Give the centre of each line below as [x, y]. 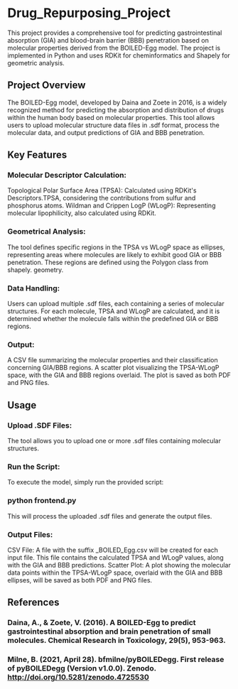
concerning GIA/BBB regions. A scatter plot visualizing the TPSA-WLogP [113, 368]
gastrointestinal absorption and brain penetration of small [109, 631]
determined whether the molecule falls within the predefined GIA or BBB [113, 319]
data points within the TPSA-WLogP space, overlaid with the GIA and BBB [115, 573]
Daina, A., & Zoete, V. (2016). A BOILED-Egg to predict [102, 623]
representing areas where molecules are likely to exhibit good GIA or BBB [115, 254]
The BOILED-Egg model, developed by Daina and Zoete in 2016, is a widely [117, 102]
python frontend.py [42, 501]
